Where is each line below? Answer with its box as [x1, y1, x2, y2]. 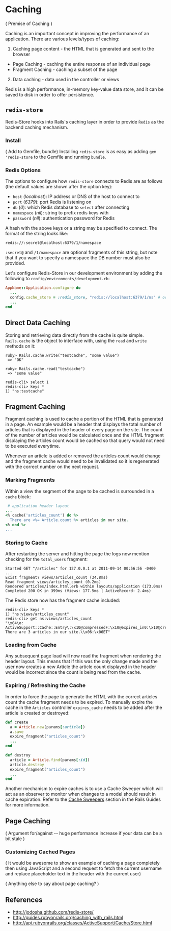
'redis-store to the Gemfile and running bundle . [5, 154, 106, 160]
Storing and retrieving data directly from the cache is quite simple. [5, 332, 144, 338]
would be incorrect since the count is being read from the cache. [5, 669, 141, 675]
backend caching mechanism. [5, 124, 69, 130]
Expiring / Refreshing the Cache [5, 682, 85, 689]
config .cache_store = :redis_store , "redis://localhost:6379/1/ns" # [10, 295, 160, 300]
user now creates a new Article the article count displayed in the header [5, 664, 156, 670]
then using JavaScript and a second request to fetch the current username [5, 865, 162, 871]
